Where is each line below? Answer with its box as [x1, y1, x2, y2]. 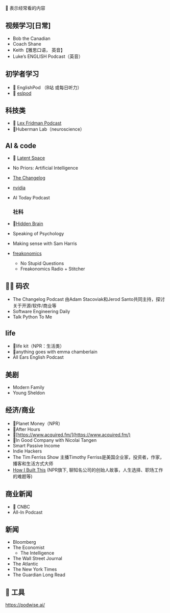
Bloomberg [12, 539, 36, 545]
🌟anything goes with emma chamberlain [12, 349, 98, 355]
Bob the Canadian [12, 35, 51, 42]
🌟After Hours [12, 426, 40, 432]
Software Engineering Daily [12, 309, 70, 315]
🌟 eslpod [12, 90, 32, 96]
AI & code [5, 141, 37, 150]
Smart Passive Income [12, 442, 60, 448]
